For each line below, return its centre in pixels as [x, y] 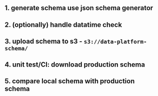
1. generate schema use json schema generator [79, 8]
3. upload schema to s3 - [43, 41]
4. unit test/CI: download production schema [75, 64]
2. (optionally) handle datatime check [63, 25]
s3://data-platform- [115, 42]
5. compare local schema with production [70, 81]
